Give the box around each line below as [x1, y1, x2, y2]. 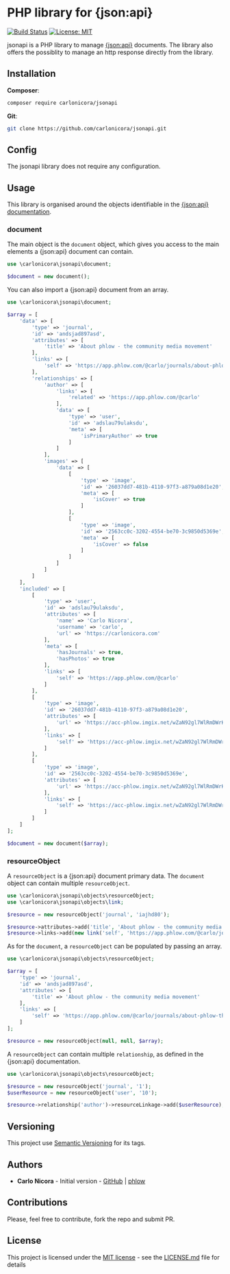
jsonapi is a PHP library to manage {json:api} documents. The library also [7, 40, 214, 49]
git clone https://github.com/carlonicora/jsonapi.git [7, 125, 167, 132]
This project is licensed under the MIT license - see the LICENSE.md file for [7, 1253, 220, 1261]
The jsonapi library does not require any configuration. [7, 163, 161, 171]
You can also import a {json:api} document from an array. [7, 286, 169, 294]
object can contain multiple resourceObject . [7, 879, 130, 887]
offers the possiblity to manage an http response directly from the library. [7, 48, 214, 56]
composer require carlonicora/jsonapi [7, 99, 118, 106]
